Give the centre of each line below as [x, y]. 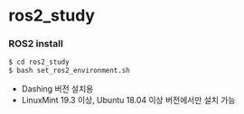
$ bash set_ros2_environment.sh [69, 71]
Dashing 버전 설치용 [57, 89]
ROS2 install [36, 44]
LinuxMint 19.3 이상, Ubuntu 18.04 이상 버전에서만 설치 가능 [128, 101]
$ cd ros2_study [39, 62]
